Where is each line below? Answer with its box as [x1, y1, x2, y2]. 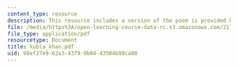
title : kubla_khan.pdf [7, 43, 74, 50]
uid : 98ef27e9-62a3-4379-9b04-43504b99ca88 [7, 50, 138, 57]
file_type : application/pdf [7, 30, 91, 38]
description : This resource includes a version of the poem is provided [7, 17, 227, 24]
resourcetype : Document [7, 37, 78, 44]
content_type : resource [7, 10, 78, 18]
